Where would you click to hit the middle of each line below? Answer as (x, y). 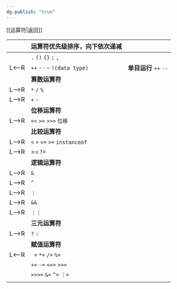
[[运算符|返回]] (25, 30)
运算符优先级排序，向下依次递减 (76, 46)
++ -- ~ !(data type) (60, 68)
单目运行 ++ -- (148, 68)
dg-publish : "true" (31, 12)
